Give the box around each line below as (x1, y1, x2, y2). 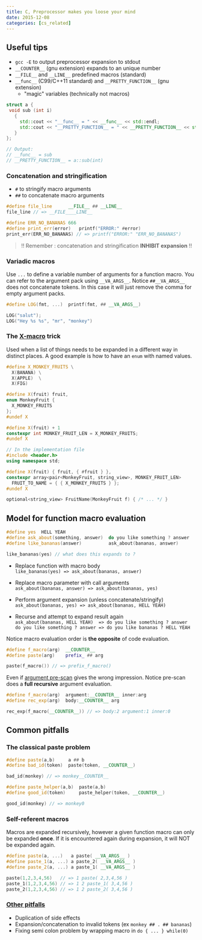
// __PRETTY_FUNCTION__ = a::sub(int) (6, 158, 103, 164)
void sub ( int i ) (8, 108, 52, 114)
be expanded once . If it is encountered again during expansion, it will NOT (6, 835, 191, 843)
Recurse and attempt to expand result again (14, 613, 124, 620)
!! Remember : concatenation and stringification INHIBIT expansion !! (20, 242, 192, 249)
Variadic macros (6, 257, 55, 265)
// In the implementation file (6, 447, 85, 453)
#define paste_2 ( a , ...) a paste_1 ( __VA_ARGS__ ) (6, 864, 136, 870)
